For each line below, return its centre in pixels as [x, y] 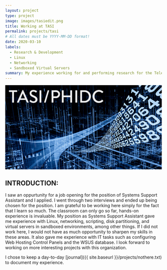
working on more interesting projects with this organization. [66, 248]
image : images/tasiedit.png [34, 21]
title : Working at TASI [30, 26]
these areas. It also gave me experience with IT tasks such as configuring [81, 237]
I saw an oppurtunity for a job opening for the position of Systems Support [81, 195]
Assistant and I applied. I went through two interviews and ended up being [81, 200]
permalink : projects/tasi [32, 31]
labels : [13, 47]
